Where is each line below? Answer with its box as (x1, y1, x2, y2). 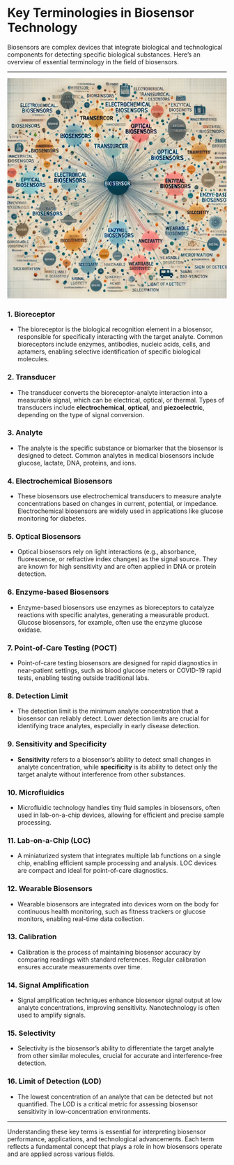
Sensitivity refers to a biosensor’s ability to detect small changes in (17, 755, 211, 763)
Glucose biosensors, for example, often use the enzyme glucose (17, 618, 203, 626)
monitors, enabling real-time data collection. (17, 914, 145, 923)
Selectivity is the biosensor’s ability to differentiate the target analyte (17, 1044, 214, 1052)
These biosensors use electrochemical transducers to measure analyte (17, 492, 221, 500)
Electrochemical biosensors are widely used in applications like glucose (17, 507, 224, 515)
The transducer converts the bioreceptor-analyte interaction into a (17, 388, 208, 396)
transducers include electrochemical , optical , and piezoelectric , (17, 403, 205, 412)
